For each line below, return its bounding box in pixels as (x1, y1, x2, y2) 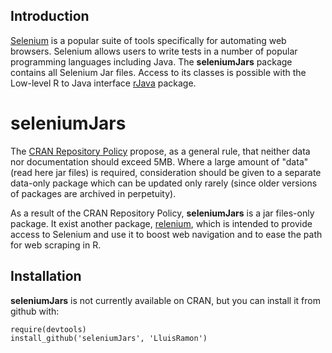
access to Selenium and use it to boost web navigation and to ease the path (10, 228, 323, 240)
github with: (10, 305, 60, 317)
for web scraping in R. (10, 239, 102, 251)
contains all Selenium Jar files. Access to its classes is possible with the (10, 66, 307, 78)
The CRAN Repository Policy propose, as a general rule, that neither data (10, 145, 311, 157)
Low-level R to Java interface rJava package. (10, 77, 197, 89)
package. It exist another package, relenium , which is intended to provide (10, 217, 313, 229)
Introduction (10, 8, 90, 25)
